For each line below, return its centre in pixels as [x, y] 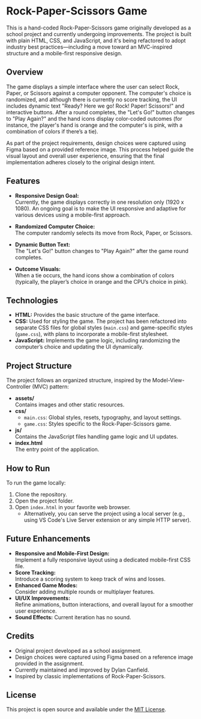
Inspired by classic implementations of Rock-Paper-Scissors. [90, 676]
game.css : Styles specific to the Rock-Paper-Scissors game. [97, 424]
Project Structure [39, 366]
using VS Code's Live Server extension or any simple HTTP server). [107, 520]
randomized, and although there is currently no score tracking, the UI [91, 99]
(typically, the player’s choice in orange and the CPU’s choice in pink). [101, 281]
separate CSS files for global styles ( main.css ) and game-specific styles [104, 328]
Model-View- [168, 381]
